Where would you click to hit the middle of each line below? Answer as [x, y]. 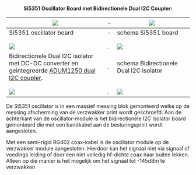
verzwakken [21, 167]
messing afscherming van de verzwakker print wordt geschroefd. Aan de [94, 112]
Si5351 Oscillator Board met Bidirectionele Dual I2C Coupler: [98, 8]
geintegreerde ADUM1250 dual [52, 71]
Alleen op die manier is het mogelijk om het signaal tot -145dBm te [85, 161]
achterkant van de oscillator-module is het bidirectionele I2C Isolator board [96, 118]
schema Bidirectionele [147, 63]
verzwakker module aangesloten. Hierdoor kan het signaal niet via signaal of [98, 148]
